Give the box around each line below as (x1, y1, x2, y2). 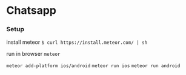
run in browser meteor (6, 50, 61, 58)
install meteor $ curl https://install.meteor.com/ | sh (6, 38, 148, 46)
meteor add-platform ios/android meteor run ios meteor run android (6, 63, 181, 69)
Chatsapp (6, 4, 56, 17)
